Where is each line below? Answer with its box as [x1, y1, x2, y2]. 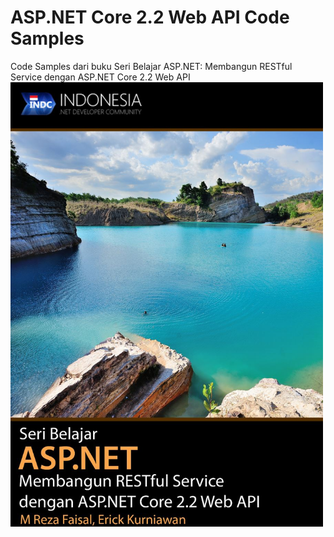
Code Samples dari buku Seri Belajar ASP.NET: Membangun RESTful [10, 60, 293, 72]
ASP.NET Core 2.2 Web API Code [10, 6, 290, 29]
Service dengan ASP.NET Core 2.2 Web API [10, 71, 191, 83]
